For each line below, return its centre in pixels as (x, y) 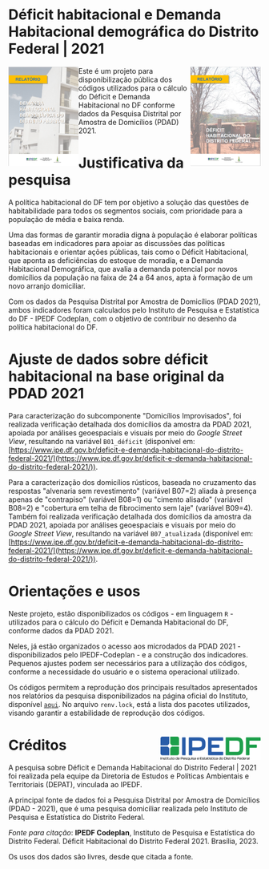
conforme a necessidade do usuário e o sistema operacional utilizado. (124, 672)
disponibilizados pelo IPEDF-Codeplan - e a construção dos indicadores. (128, 654)
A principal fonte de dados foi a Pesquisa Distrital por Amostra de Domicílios (134, 800)
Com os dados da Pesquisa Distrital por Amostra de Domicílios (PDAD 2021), (134, 301)
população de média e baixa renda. (66, 219)
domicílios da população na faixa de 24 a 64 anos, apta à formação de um (131, 277)
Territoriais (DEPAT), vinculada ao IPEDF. (75, 784)
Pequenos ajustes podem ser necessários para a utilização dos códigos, (128, 663)
